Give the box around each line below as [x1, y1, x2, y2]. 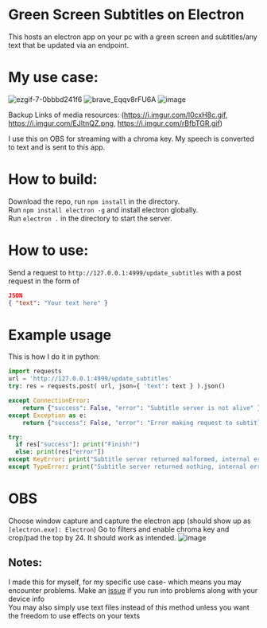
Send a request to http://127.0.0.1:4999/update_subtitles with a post [8, 267, 242, 277]
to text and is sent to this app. [8, 142, 106, 152]
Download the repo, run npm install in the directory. [8, 197, 180, 206]
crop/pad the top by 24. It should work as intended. [8, 532, 176, 542]
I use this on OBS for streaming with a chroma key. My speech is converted [8, 134, 254, 143]
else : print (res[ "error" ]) [15, 448, 105, 456]
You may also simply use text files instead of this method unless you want [8, 603, 250, 612]
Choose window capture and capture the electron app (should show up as [8, 516, 252, 525]
